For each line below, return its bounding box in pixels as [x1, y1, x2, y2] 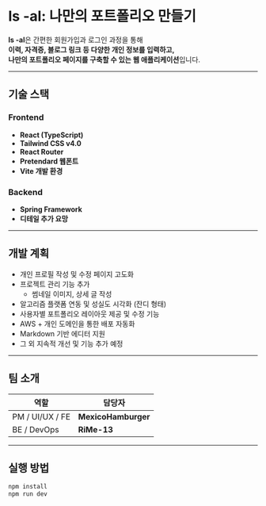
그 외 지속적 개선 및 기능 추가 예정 [19, 339, 123, 348]
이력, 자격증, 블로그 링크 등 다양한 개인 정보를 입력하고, [8, 44, 175, 54]
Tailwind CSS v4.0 [19, 138, 82, 148]
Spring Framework [19, 204, 83, 214]
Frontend [8, 112, 44, 123]
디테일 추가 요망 [19, 213, 69, 223]
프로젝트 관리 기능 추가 [19, 279, 90, 289]
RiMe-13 [78, 424, 113, 435]
